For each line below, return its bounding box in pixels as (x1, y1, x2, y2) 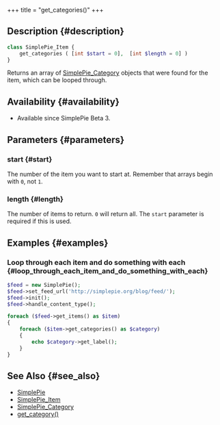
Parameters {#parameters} (7, 133, 125, 146)
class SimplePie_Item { (7, 44, 75, 51)
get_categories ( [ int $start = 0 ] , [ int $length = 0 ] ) (19, 50, 188, 57)
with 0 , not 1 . (7, 177, 43, 185)
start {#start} (7, 154, 53, 164)
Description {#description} (7, 25, 124, 37)
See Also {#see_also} (7, 370, 100, 382)
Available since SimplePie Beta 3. (16, 114, 111, 123)
